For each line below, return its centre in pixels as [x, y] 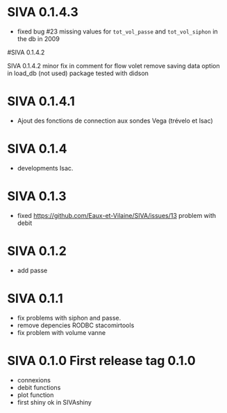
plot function [35, 395]
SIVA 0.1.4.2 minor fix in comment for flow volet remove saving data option [113, 65]
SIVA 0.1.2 [37, 251]
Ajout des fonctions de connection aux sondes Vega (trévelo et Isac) [115, 120]
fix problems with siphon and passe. [69, 318]
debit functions [39, 387]
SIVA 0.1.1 [35, 298]
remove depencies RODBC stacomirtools [76, 325]
